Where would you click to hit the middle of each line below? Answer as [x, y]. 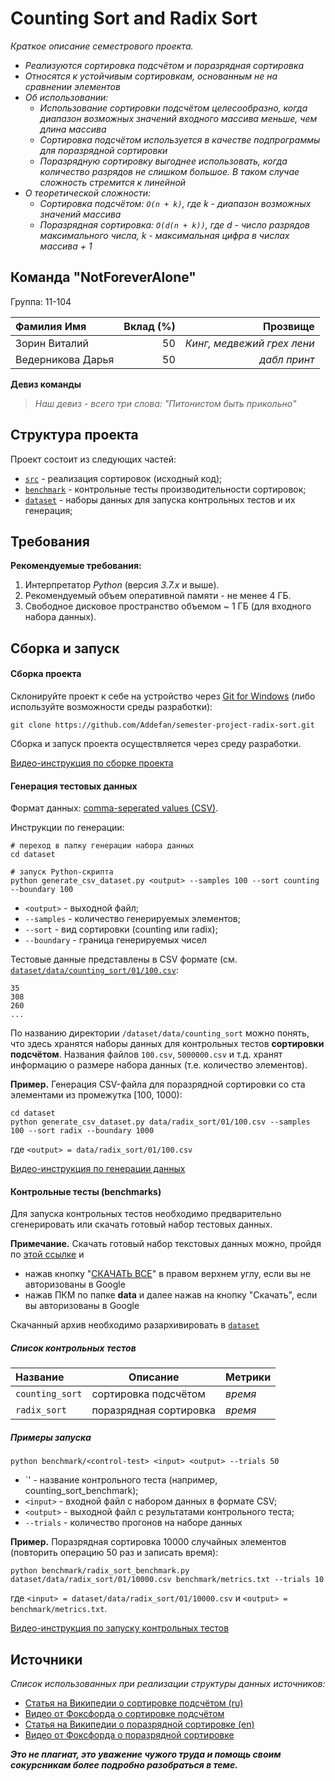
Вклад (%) [149, 326]
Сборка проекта [46, 674]
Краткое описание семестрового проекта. [102, 46]
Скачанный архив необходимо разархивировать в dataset [135, 1325]
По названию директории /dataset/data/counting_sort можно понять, [160, 1033]
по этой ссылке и [47, 1254]
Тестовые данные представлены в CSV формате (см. [124, 959]
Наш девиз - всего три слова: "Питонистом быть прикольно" [165, 403]
